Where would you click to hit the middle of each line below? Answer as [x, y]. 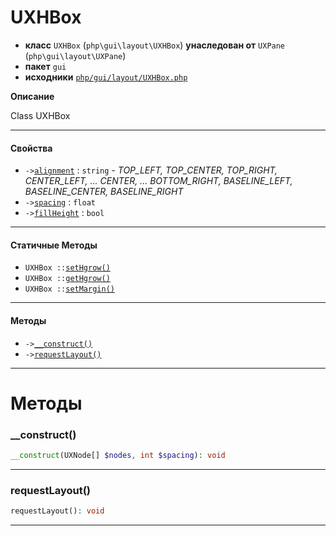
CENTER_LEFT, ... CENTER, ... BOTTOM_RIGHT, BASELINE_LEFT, [158, 181]
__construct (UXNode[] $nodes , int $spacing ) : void [118, 456]
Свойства [31, 148]
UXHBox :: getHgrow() [67, 279]
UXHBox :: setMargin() [69, 289]
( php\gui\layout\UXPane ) [75, 55]
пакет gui [45, 66]
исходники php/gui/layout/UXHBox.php [106, 77]
